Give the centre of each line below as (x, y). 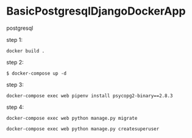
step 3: (15, 85)
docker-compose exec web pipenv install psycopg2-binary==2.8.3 (90, 95)
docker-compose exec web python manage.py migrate (72, 118)
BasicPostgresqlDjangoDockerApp (96, 11)
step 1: (15, 40)
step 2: (15, 62)
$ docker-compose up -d (37, 73)
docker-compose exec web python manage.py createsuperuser (83, 129)
